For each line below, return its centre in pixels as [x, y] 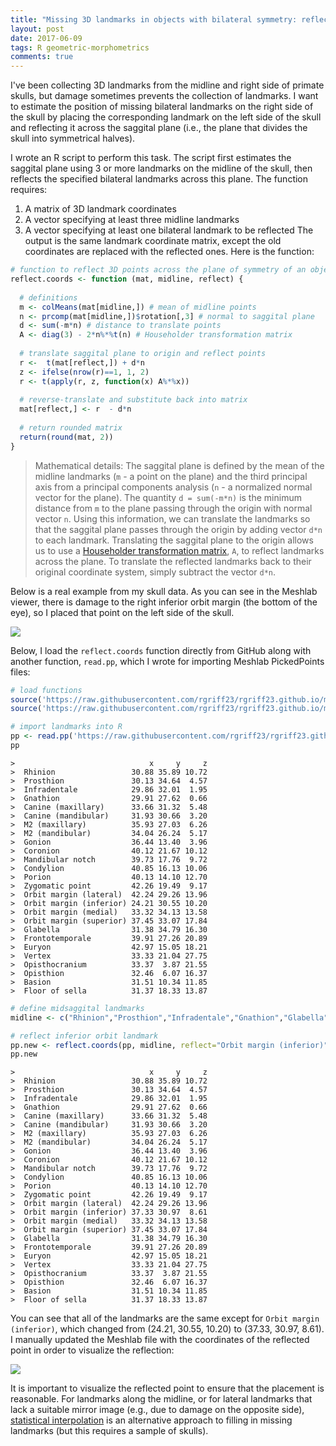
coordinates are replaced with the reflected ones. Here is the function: [169, 252]
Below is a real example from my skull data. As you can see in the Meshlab [164, 591]
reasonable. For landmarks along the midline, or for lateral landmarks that [161, 1399]
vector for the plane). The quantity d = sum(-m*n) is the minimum [168, 497]
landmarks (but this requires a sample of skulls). [109, 1431]
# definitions [48, 297]
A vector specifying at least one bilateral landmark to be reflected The [169, 230]
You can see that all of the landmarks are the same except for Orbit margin [165, 1318]
